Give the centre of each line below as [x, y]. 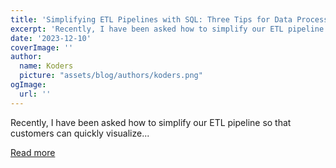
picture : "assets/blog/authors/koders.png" [111, 76]
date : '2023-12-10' [51, 38]
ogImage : [28, 85]
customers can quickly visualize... [80, 133]
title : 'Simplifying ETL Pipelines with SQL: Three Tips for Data [151, 19]
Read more [33, 152]
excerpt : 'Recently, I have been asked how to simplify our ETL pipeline [167, 29]
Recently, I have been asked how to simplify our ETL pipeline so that [151, 122]
